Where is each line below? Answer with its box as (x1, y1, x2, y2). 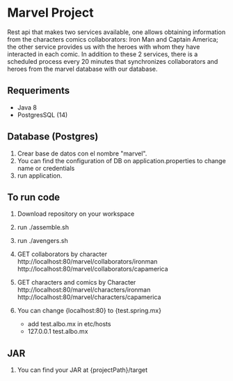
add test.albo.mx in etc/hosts (27, 320, 111, 328)
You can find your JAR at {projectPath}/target (17, 366, 148, 374)
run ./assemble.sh (17, 223, 70, 232)
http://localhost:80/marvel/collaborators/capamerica (17, 265, 168, 273)
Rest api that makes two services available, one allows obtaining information (7, 28, 226, 36)
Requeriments (7, 85, 70, 96)
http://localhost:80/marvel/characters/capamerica (17, 293, 161, 301)
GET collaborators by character (17, 250, 108, 258)
